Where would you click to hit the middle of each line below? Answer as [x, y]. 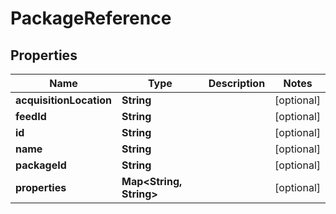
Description [237, 83]
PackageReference [91, 18]
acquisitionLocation [64, 100]
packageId [41, 165]
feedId [31, 116]
